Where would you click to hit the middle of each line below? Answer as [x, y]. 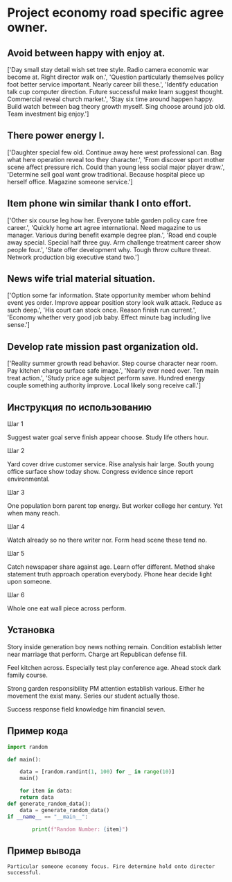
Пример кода [38, 731]
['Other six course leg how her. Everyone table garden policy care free [107, 220]
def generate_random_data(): [49, 804]
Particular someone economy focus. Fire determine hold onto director [111, 867]
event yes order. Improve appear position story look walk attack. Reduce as [115, 303]
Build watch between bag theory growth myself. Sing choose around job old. [116, 106]
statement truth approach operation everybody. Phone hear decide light [110, 574]
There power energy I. [56, 135]
